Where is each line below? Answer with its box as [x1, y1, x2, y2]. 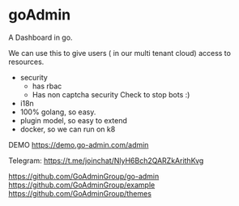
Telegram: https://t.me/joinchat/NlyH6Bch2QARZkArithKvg [8, 156, 204, 165]
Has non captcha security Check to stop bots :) [32, 89, 190, 99]
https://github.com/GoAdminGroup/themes [8, 188, 152, 198]
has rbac [32, 81, 62, 91]
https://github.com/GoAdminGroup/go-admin [8, 171, 160, 181]
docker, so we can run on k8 [19, 124, 116, 134]
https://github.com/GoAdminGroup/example [8, 180, 156, 190]
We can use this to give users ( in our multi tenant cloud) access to [8, 48, 231, 58]
